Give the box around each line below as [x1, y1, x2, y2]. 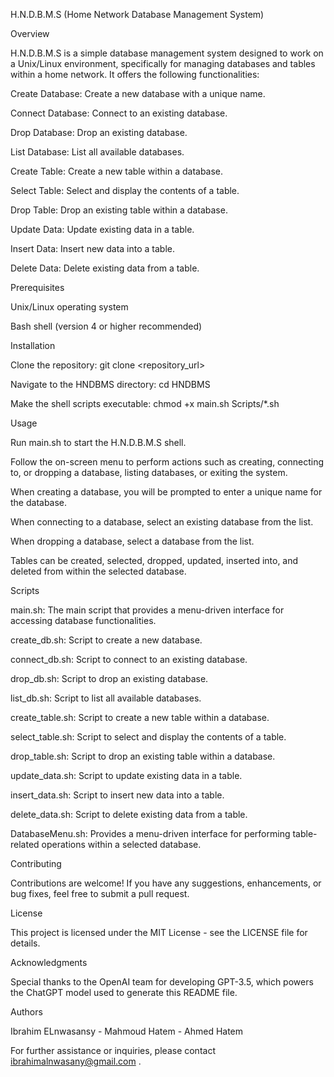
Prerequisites [10, 282, 65, 293]
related [10, 839, 40, 850]
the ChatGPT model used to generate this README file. [10, 987, 238, 998]
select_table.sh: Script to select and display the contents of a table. [10, 731, 287, 743]
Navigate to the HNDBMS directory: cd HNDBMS [10, 379, 211, 390]
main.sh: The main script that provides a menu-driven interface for [10, 604, 285, 616]
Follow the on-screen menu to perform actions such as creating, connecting [10, 456, 325, 468]
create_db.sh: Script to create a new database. [10, 634, 203, 646]
